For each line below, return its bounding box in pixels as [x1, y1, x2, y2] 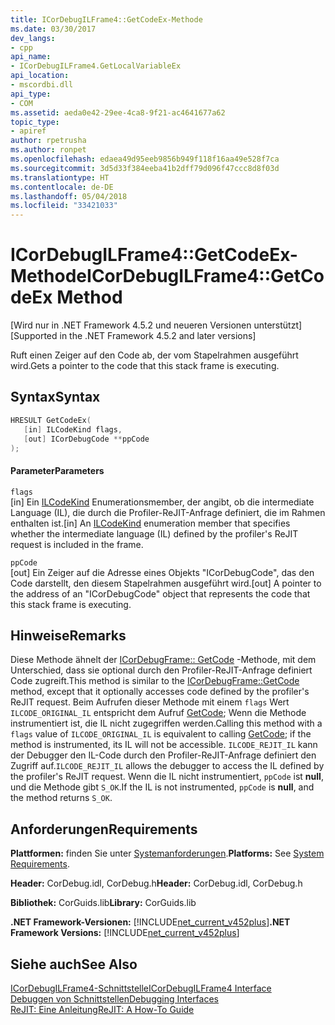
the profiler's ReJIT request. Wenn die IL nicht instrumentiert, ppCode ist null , [10, 771, 324, 783]
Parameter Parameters [10, 464, 105, 476]
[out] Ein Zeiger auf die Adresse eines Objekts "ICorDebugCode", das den [10, 566, 315, 578]
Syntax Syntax [10, 389, 101, 406]
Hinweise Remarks [10, 627, 127, 644]
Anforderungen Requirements [10, 821, 198, 838]
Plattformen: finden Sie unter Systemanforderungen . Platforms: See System [10, 847, 325, 860]
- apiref [10, 126, 47, 136]
